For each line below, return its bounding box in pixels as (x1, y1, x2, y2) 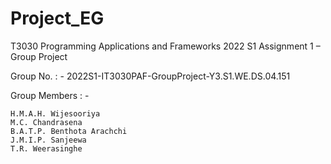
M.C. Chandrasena (10, 117, 83, 127)
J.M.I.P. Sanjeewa (10, 135, 87, 145)
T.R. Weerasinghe (10, 143, 83, 154)
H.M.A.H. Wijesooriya (10, 108, 101, 119)
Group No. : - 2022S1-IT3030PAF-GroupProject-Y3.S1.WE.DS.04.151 (10, 70, 291, 82)
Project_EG (10, 7, 105, 30)
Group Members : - (10, 89, 90, 101)
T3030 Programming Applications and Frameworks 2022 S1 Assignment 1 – (10, 40, 321, 52)
